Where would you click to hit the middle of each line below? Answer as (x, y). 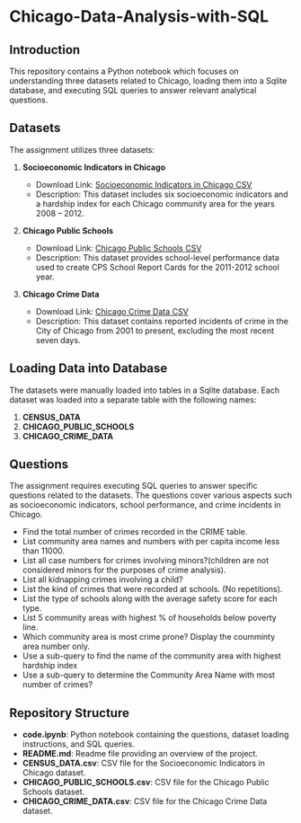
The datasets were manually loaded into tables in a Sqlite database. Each (145, 390)
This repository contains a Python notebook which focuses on (124, 71)
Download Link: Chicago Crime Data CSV (112, 311)
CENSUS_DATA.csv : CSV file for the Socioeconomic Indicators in (143, 763)
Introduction (45, 50)
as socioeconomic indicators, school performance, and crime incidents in (145, 505)
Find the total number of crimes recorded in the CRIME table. (135, 532)
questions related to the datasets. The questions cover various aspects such (150, 495)
